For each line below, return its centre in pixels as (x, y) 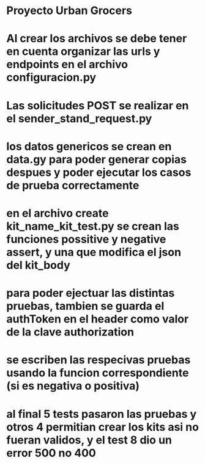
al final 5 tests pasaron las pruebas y (102, 414)
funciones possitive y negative (86, 239)
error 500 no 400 (51, 453)
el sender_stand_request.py (79, 118)
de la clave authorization (70, 332)
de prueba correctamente (73, 185)
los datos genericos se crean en (89, 146)
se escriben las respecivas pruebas (99, 360)
